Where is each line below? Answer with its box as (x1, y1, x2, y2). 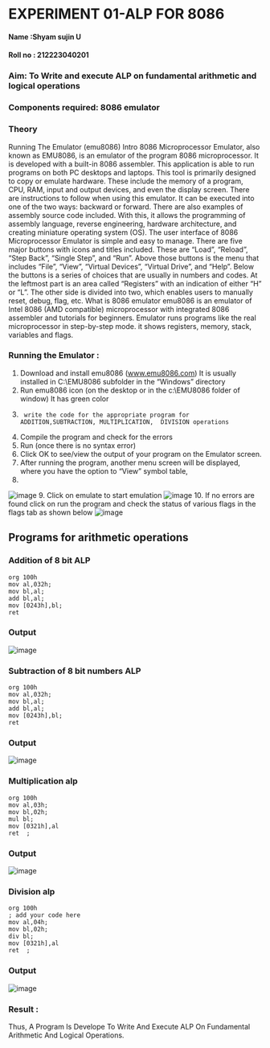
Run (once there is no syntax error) (19, 440, 137, 450)
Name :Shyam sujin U (8, 31, 82, 41)
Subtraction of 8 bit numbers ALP (8, 665, 141, 676)
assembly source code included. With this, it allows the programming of (8, 210, 246, 220)
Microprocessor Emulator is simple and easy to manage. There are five (8, 236, 243, 245)
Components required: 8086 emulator (8, 102, 161, 113)
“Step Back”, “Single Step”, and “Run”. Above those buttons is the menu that (8, 253, 260, 262)
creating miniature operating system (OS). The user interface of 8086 (8, 227, 239, 237)
